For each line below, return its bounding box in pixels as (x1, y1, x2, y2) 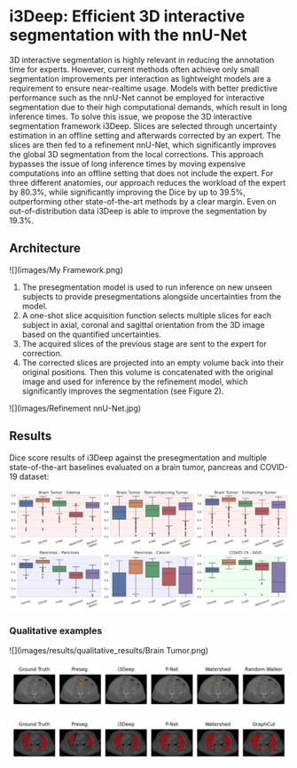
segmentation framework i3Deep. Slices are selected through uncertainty (9, 120, 277, 131)
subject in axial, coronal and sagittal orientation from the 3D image (21, 319, 265, 330)
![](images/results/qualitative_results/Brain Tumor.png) (9, 644, 209, 655)
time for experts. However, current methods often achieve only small (9, 64, 260, 75)
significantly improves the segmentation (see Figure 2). (21, 385, 224, 396)
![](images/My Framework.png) (9, 264, 124, 275)
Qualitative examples (9, 625, 103, 637)
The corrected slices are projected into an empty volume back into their (21, 357, 285, 368)
